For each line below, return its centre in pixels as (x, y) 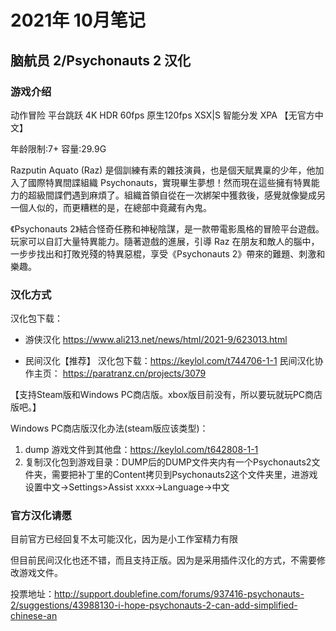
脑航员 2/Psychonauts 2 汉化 (101, 60)
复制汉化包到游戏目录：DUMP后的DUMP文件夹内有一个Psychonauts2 (168, 462)
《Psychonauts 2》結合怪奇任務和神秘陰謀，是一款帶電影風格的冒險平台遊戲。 (167, 228)
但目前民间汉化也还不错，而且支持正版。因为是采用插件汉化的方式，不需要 (163, 560)
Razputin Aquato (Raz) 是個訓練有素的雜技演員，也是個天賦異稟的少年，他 (163, 170)
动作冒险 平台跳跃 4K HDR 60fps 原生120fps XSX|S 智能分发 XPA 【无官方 (162, 115)
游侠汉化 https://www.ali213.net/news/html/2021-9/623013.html (156, 340)
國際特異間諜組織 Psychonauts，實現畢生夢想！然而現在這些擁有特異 (169, 182)
